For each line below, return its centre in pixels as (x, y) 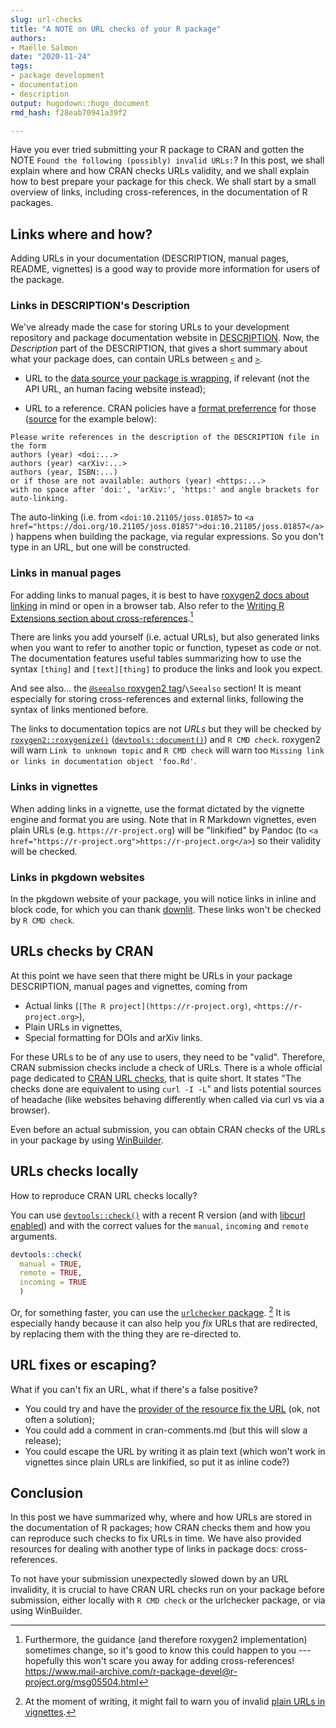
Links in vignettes (54, 787)
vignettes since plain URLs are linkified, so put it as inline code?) (157, 1462)
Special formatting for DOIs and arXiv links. (113, 1037)
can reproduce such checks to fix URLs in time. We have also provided (156, 1538)
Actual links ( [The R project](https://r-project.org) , (138, 1005)
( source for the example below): (90, 419)
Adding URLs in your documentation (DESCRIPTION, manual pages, (149, 258)
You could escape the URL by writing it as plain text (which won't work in (175, 1451)
